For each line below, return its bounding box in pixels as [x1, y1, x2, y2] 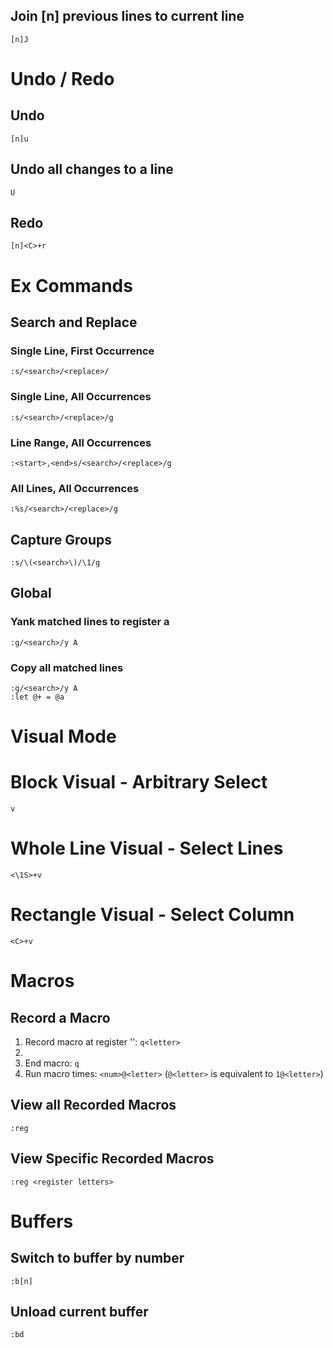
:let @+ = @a [10, 692, 65, 702]
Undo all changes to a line [10, 161, 174, 178]
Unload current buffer [10, 1304, 149, 1321]
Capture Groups [10, 531, 113, 548]
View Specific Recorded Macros [10, 1150, 215, 1168]
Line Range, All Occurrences [10, 435, 152, 449]
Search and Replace [10, 314, 138, 331]
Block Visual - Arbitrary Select [10, 771, 268, 794]
